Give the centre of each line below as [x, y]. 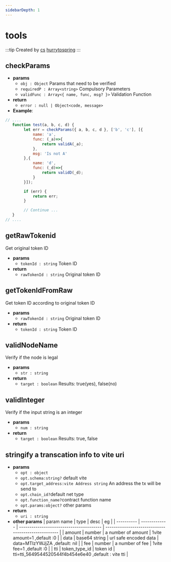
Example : [23, 111]
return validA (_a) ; [62, 144]
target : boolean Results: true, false [59, 438]
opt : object [34, 473]
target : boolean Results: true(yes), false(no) [69, 384]
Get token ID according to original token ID [50, 303]
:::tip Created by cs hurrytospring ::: [43, 50]
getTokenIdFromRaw [39, 290]
